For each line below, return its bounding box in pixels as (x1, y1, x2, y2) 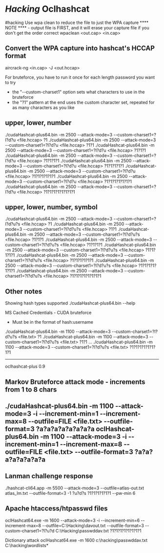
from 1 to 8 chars (5, 385, 57, 394)
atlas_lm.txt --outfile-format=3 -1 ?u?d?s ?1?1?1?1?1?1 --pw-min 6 (5, 490, 136, 496)
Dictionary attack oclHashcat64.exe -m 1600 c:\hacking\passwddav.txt (5, 537, 148, 543)
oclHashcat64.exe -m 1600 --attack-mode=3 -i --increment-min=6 (5, 517, 140, 523)
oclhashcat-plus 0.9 (5, 363, 45, 370)
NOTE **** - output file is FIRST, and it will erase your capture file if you (5, 24, 150, 30)
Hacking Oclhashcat (5, 3, 90, 15)
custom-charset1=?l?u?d (5, 528, 55, 533)
